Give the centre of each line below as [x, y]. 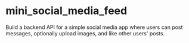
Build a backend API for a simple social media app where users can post [94, 27]
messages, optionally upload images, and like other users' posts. [85, 33]
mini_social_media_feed [66, 11]
